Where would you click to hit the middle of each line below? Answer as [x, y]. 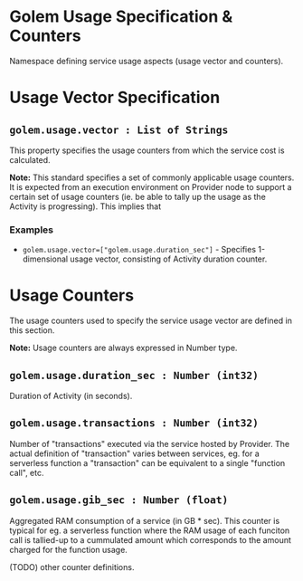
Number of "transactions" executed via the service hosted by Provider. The [150, 443]
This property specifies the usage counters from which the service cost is [147, 150]
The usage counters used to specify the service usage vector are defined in [151, 321]
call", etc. [27, 472]
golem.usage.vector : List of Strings [119, 130]
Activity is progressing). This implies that [85, 206]
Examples [32, 230]
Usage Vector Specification [115, 98]
